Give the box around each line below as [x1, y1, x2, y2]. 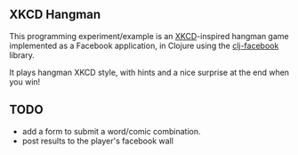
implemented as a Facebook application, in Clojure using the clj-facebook [9, 40, 279, 51]
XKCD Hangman [9, 7, 101, 22]
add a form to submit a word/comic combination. [21, 126, 202, 136]
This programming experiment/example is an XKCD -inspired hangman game [9, 30, 289, 41]
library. [9, 49, 36, 61]
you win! [9, 76, 41, 87]
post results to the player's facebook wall [21, 135, 173, 146]
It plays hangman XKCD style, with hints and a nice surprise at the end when [9, 67, 290, 77]
